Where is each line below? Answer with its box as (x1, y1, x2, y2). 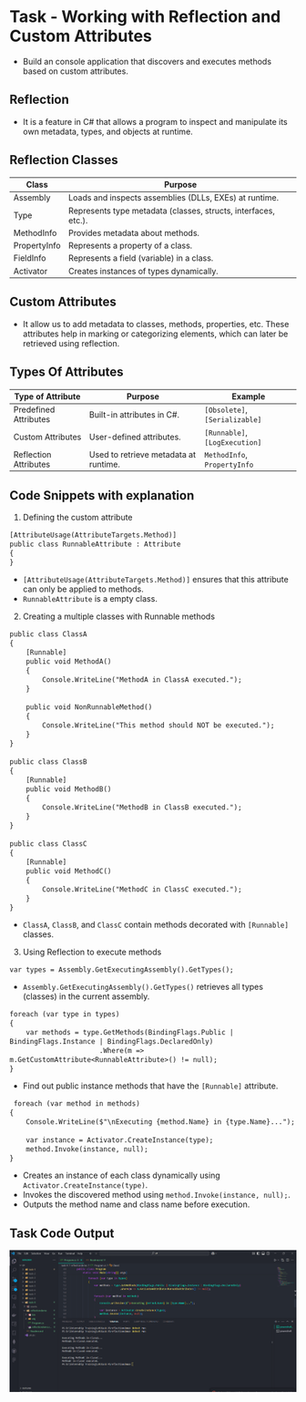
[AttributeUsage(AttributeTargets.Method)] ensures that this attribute (22, 574, 289, 585)
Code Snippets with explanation (9, 488, 195, 503)
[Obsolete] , (204, 404, 248, 416)
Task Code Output (9, 1225, 115, 1241)
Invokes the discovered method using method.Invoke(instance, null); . (22, 1190, 291, 1201)
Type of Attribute (14, 391, 81, 402)
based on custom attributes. (22, 66, 129, 77)
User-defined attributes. (89, 431, 181, 443)
